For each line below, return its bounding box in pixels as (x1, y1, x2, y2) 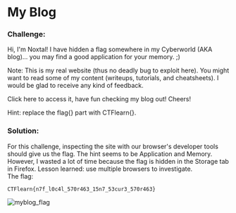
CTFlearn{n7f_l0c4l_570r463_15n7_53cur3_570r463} (7, 186, 156, 193)
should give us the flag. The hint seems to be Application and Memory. (7, 149, 213, 158)
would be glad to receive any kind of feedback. (7, 82, 144, 90)
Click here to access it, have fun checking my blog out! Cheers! (7, 95, 192, 103)
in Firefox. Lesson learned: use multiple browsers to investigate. (7, 164, 193, 173)
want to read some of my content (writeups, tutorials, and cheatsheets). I (7, 74, 219, 82)
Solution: (7, 126, 39, 136)
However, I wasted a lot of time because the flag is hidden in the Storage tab (7, 157, 229, 165)
